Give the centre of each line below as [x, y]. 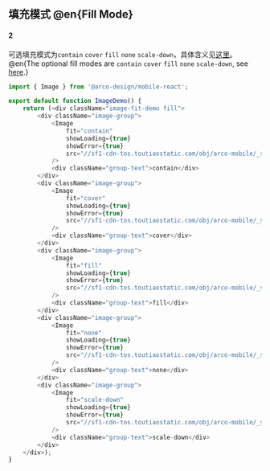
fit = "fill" [84, 265]
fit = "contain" [89, 131]
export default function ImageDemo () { [75, 101]
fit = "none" [84, 333]
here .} [18, 72]
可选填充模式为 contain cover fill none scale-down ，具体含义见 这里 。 [123, 54]
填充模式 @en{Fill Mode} [71, 14]
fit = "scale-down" [95, 400]
